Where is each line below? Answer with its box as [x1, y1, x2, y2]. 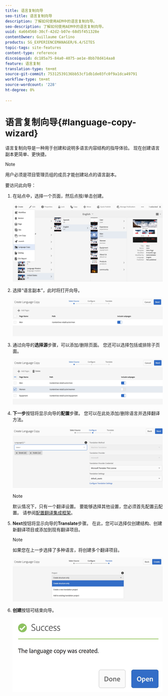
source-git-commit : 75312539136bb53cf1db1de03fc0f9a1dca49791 [5, 72, 137, 77]
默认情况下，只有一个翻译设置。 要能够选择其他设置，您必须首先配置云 [12, 503, 158, 509]
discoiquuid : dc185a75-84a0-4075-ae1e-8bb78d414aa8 [5, 56, 115, 61]
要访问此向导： [5, 182, 36, 188]
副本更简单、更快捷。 [5, 151, 49, 157]
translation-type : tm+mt [5, 66, 57, 71]
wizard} [5, 127, 38, 139]
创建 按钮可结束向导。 [12, 607, 56, 613]
